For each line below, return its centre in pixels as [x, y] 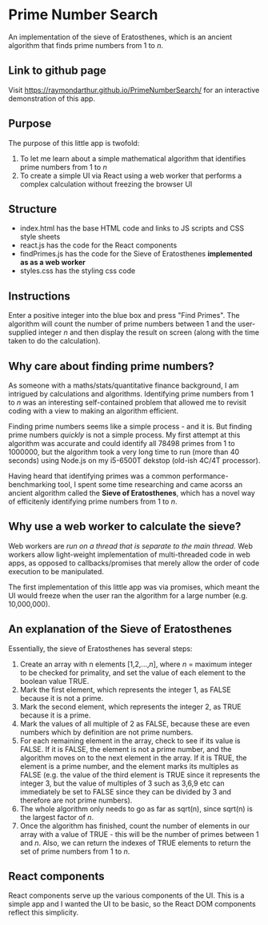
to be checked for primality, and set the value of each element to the [133, 672]
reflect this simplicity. [43, 913]
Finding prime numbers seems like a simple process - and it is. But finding [130, 426]
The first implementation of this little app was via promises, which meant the [134, 587]
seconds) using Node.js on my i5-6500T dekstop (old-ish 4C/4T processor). [134, 460]
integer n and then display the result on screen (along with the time [149, 332]
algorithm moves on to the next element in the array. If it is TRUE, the [133, 758]
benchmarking [32, 485]
